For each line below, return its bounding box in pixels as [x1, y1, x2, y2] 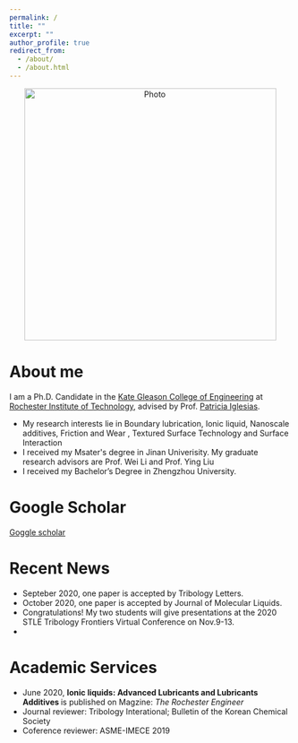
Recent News [9, 557, 110, 578]
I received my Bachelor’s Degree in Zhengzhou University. [21, 465, 237, 476]
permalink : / [9, 13, 58, 22]
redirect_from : [9, 47, 66, 56]
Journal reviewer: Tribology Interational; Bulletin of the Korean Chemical [21, 705, 288, 717]
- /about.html [17, 64, 70, 73]
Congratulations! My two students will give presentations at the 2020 [21, 607, 277, 618]
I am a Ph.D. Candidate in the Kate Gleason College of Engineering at [9, 391, 264, 402]
